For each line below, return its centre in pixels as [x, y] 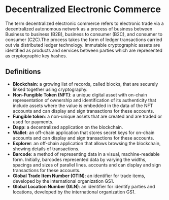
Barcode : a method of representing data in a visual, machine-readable [86, 154]
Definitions [23, 72]
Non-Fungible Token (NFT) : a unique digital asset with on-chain [80, 94]
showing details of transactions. [46, 149]
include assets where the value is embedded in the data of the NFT [83, 106]
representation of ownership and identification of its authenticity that [84, 100]
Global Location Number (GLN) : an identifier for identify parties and [84, 186]
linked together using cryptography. [50, 89]
